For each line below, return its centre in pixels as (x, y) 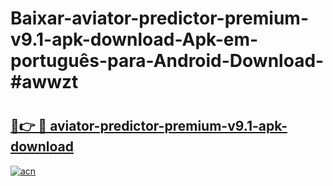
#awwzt (44, 82)
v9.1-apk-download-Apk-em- (134, 39)
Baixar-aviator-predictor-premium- (159, 18)
